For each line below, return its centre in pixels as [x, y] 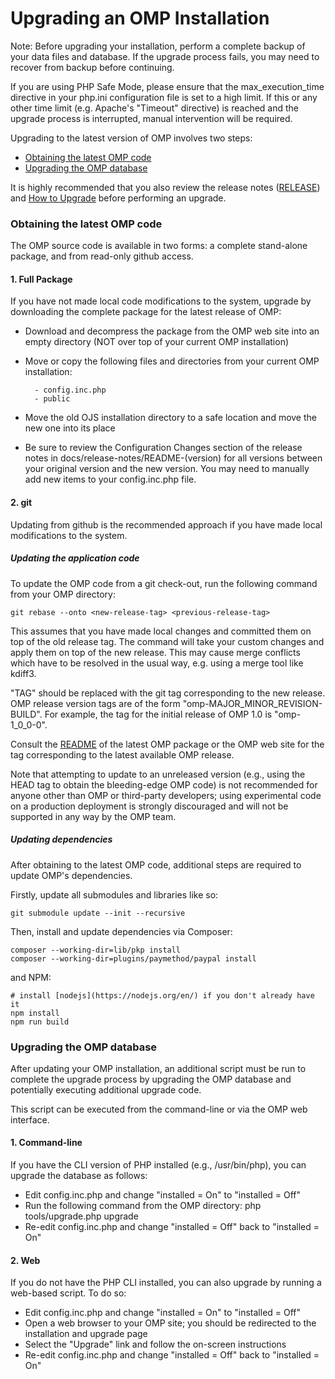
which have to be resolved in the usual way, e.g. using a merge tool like [157, 663]
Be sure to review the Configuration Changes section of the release [163, 448]
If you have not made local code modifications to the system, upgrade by [161, 301]
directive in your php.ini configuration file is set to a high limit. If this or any [164, 97]
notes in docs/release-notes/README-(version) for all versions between [173, 458]
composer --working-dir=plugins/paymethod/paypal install [133, 958]
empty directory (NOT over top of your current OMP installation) [157, 342]
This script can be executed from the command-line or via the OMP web [159, 1109]
